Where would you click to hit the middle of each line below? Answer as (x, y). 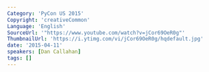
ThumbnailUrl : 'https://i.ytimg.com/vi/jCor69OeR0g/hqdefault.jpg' (106, 39)
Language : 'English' (37, 26)
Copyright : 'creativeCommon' (49, 20)
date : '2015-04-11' (35, 45)
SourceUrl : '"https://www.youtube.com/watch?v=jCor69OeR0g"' (96, 33)
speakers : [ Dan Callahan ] (44, 52)
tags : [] (20, 58)
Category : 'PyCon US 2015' (46, 13)
